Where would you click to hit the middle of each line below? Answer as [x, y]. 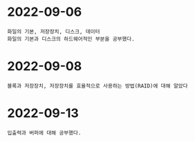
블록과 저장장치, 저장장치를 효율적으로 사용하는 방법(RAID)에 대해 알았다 [98, 86]
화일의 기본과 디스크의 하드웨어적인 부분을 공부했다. [71, 39]
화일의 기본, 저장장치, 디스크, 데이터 [54, 32]
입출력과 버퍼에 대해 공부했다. [44, 133]
